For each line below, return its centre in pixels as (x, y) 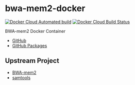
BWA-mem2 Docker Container (35, 31)
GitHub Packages (29, 45)
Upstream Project (32, 61)
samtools (21, 77)
